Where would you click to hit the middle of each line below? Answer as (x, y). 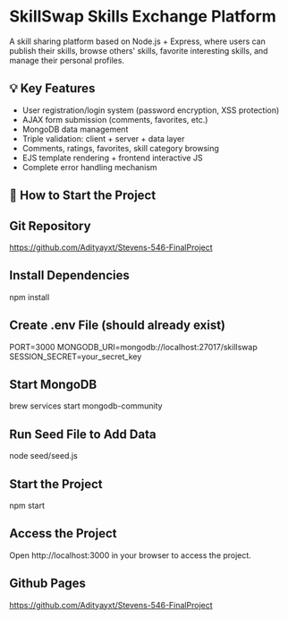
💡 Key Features (52, 88)
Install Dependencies (69, 275)
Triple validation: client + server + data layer (103, 138)
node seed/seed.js (43, 456)
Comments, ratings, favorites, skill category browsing (120, 148)
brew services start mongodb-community (86, 406)
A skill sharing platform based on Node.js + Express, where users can (137, 41)
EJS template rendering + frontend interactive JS (112, 158)
